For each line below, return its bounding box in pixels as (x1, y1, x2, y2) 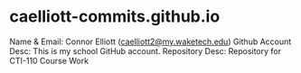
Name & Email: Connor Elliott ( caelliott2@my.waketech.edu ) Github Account (9, 36, 292, 47)
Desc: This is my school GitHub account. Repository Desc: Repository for (9, 45, 282, 56)
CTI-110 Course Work (9, 55, 89, 66)
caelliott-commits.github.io (9, 6, 221, 27)
